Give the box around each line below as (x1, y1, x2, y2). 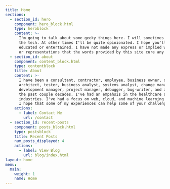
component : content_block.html (14, 59, 80, 64)
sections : (5, 12, 26, 17)
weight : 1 (14, 171, 35, 176)
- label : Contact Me (18, 110, 62, 116)
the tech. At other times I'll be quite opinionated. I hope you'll (18, 40, 166, 45)
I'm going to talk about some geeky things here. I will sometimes (18, 36, 164, 41)
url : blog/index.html (23, 153, 69, 158)
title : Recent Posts (14, 134, 58, 139)
